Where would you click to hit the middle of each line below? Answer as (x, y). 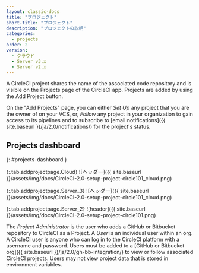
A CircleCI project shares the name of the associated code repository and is (99, 84)
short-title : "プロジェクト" (40, 23)
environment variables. (34, 265)
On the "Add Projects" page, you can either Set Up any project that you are (98, 108)
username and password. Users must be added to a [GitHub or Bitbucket (95, 246)
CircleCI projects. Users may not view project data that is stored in (87, 258)
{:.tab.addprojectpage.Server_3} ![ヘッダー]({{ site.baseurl (78, 191)
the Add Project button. (35, 96)
